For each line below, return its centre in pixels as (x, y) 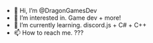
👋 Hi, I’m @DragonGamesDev (55, 11)
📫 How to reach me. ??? (49, 33)
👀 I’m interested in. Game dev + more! (67, 18)
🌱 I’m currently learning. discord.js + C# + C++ (80, 25)
